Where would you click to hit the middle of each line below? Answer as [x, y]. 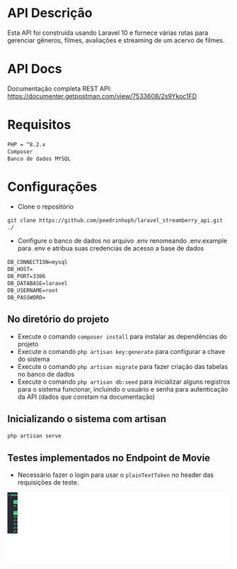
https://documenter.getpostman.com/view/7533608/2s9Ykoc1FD [102, 96]
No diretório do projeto [58, 320]
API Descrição [50, 13]
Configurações [52, 187]
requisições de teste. [48, 482]
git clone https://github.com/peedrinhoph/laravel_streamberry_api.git [115, 220]
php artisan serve [34, 436]
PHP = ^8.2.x [27, 144]
